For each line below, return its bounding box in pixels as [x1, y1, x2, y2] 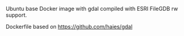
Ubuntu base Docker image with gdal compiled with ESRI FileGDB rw [5, 5, 178, 12]
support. [5, 11, 27, 19]
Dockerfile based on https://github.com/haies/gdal [5, 23, 133, 30]
